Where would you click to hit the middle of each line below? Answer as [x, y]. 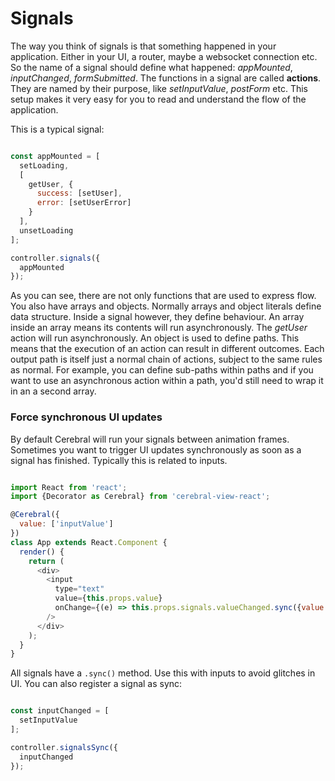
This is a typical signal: [57, 129]
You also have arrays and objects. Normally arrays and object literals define [166, 306]
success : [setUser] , [79, 193]
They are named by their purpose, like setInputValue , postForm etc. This [159, 88]
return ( [46, 561]
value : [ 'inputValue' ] [66, 524]
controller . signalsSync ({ [64, 747]
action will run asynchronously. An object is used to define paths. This [155, 338]
